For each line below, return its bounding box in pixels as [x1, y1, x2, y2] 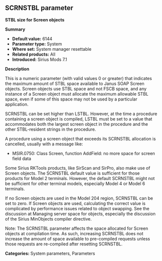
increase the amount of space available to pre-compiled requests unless [5, 236, 150, 241]
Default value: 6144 [12, 36, 53, 41]
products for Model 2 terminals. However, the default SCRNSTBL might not [5, 175, 155, 181]
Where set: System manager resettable [12, 46, 91, 52]
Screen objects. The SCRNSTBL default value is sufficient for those [5, 170, 140, 176]
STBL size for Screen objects [5, 17, 65, 22]
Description [5, 66, 30, 72]
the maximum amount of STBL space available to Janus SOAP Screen [5, 80, 144, 86]
